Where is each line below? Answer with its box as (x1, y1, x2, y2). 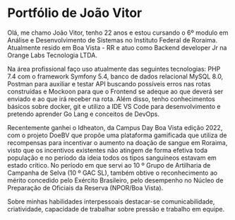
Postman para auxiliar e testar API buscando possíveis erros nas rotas (7, 79, 211, 88)
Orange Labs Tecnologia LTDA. (7, 51, 97, 59)
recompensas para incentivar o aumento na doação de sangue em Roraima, (7, 138, 228, 146)
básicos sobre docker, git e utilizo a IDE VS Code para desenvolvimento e (7, 102, 221, 110)
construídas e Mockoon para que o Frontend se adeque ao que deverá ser (7, 87, 224, 95)
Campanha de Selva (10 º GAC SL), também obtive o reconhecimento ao (7, 168, 217, 177)
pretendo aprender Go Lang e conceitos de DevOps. (7, 110, 160, 118)
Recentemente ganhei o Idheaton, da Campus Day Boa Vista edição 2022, (7, 123, 223, 132)
